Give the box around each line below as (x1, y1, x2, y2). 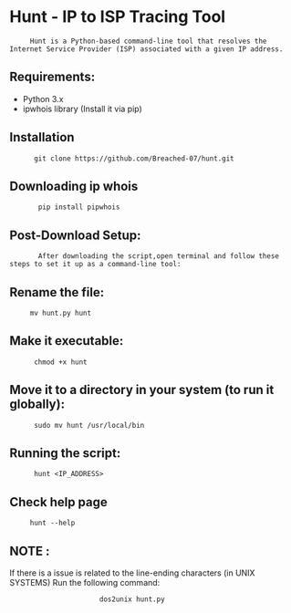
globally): (9, 397, 66, 412)
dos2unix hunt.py (99, 595, 166, 604)
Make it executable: (9, 333, 124, 348)
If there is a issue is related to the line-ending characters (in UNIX (9, 567, 255, 578)
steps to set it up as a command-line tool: (9, 260, 182, 269)
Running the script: (9, 445, 121, 462)
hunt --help (29, 518, 76, 528)
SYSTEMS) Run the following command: (9, 577, 161, 588)
